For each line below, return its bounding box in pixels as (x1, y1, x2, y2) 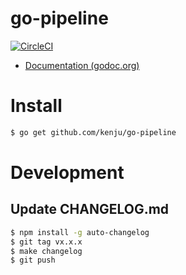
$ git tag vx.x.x (10, 237, 83, 247)
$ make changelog (10, 246, 83, 256)
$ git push (10, 255, 56, 266)
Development (10, 161, 125, 184)
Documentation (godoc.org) (24, 59, 140, 71)
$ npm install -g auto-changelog (10, 227, 150, 237)
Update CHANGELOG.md (10, 201, 170, 218)
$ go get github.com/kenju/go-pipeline (10, 127, 177, 137)
